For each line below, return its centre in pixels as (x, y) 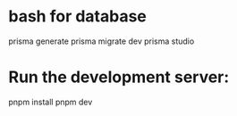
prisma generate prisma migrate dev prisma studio (102, 41)
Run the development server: (119, 77)
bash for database (77, 17)
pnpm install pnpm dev (51, 102)
